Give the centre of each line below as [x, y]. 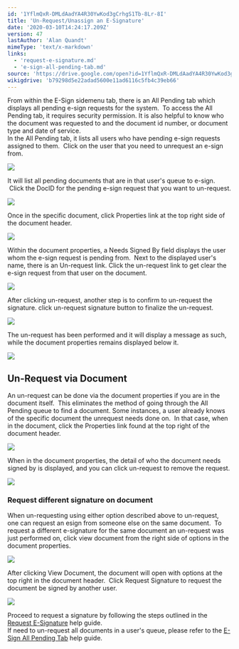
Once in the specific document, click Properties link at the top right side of [116, 215]
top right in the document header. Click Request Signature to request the [115, 581]
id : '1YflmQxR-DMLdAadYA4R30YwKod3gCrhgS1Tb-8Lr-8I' [87, 14]
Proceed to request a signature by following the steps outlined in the [107, 615]
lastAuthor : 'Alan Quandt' [47, 41]
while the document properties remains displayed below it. [93, 342]
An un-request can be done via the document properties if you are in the [114, 396]
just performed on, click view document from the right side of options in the [118, 538]
